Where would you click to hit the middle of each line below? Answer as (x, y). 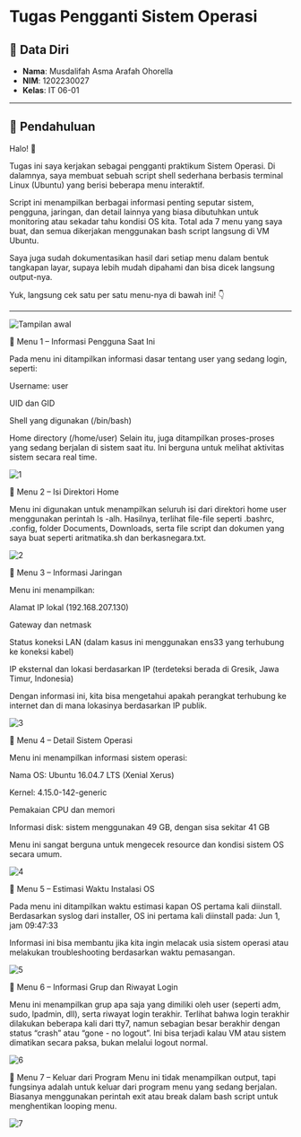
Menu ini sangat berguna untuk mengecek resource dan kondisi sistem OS (147, 844)
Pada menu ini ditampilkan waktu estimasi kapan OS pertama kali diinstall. (146, 906)
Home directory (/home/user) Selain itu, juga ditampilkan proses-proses (142, 438)
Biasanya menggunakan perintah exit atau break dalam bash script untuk (144, 1096)
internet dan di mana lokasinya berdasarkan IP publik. (108, 705)
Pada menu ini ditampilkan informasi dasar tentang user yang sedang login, (148, 359)
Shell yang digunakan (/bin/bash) (71, 420)
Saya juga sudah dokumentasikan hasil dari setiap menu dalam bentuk (139, 258)
